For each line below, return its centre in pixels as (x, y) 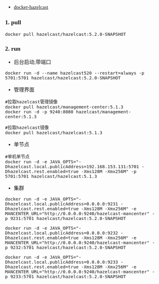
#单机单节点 (17, 157)
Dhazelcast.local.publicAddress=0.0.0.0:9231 (62, 204)
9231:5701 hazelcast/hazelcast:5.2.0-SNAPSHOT (68, 219)
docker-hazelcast (31, 7)
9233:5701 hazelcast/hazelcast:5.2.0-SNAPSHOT (68, 277)
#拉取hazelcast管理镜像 (31, 102)
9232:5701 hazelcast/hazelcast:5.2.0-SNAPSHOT (68, 248)
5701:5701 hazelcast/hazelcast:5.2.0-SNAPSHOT (63, 78)
